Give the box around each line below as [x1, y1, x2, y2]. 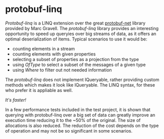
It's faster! [5, 96, 26, 103]
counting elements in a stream [12, 45, 75, 51]
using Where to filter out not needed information [12, 66, 112, 73]
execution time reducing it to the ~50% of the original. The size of [5, 117, 141, 123]
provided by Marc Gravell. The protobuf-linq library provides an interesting [5, 25, 159, 31]
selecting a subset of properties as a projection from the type [12, 56, 139, 62]
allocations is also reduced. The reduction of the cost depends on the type [5, 122, 159, 128]
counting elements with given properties [12, 51, 96, 57]
